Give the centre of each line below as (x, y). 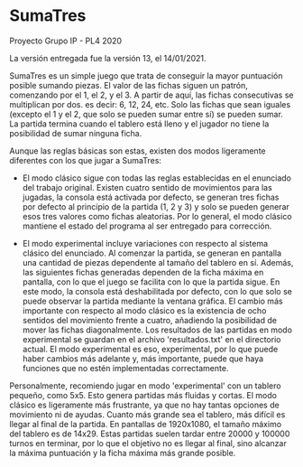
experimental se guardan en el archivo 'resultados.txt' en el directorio (151, 339)
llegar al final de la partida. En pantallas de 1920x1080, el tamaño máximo (146, 424)
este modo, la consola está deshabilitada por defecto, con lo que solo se (157, 291)
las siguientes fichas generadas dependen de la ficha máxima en (143, 272)
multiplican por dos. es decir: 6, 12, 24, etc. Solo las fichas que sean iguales (150, 104)
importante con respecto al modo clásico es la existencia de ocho (144, 310)
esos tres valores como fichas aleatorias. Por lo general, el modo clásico (157, 216)
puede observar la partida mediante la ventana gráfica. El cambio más (152, 301)
